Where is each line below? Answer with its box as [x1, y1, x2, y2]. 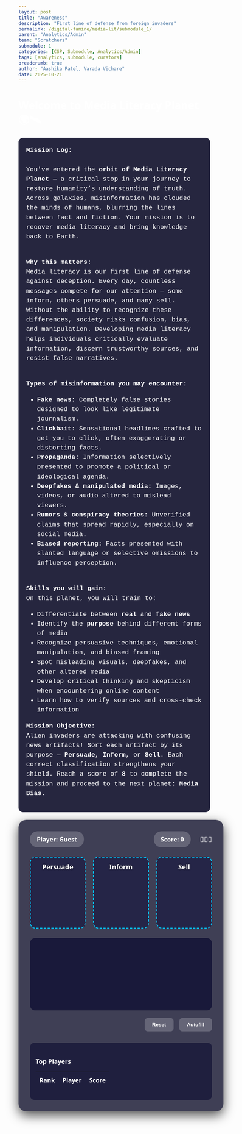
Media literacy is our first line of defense [26, 268, 192, 276]
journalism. [36, 415, 80, 423]
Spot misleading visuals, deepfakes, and [36, 658, 187, 666]
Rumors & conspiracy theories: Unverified [36, 511, 190, 519]
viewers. [36, 501, 68, 510]
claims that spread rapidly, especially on [36, 521, 195, 529]
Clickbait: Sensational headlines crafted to [36, 424, 202, 433]
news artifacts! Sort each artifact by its [26, 741, 184, 749]
